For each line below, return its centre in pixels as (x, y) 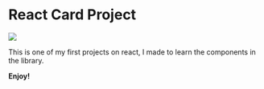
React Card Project (72, 15)
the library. (26, 60)
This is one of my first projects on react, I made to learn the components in (132, 52)
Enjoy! (19, 76)
